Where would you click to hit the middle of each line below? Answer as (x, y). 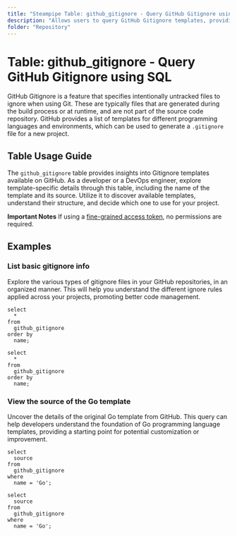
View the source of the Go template (69, 401)
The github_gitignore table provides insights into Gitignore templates (108, 173)
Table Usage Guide (50, 156)
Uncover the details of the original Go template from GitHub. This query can (117, 417)
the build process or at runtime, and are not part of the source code (105, 111)
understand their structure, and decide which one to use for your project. (114, 203)
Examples (29, 246)
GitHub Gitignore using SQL (90, 77)
